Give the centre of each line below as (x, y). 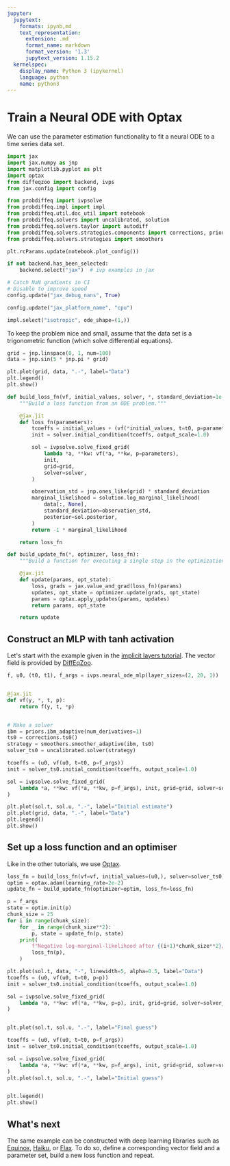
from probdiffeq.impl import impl (56, 207)
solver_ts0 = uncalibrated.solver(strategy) (72, 751)
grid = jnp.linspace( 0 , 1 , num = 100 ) (59, 353)
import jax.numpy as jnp (42, 163)
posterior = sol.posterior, (80, 517)
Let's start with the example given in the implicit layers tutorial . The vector (111, 655)
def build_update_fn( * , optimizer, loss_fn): (73, 555)
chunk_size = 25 (30, 914)
